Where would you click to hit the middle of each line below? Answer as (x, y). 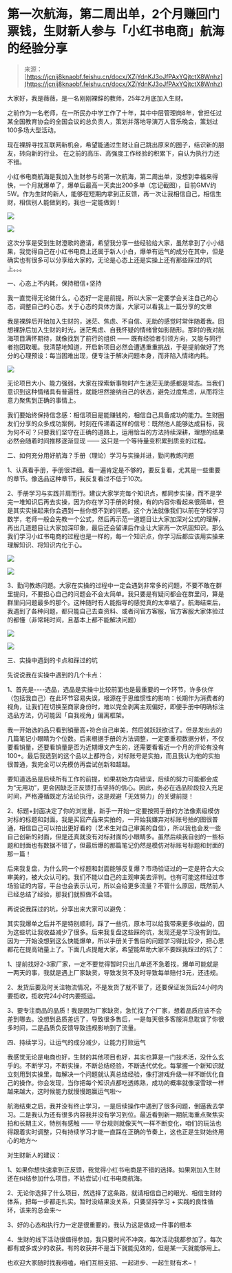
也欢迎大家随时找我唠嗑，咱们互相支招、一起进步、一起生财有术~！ (103, 1262)
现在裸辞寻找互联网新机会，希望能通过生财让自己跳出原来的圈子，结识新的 (113, 145)
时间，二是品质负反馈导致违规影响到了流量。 (76, 1027)
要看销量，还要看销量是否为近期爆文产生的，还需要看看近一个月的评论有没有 (116, 747)
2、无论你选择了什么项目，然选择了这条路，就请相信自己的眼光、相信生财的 (115, 1192)
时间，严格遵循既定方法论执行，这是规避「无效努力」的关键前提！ (101, 796)
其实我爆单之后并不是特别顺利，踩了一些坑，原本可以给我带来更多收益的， (113, 923)
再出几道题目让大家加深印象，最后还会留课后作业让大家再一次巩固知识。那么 (116, 527)
